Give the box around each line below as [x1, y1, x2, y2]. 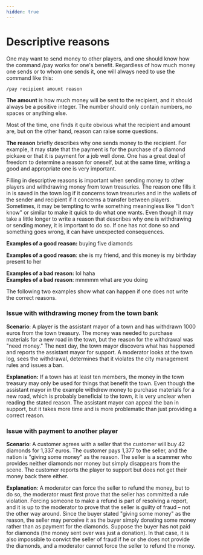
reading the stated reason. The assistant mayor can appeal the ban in [6, 398, 179, 406]
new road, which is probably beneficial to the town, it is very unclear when [6, 392, 192, 400]
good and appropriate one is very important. [6, 164, 117, 172]
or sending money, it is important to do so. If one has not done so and [6, 221, 179, 229]
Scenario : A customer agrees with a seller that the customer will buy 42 [6, 441, 185, 448]
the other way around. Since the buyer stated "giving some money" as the [6, 510, 191, 518]
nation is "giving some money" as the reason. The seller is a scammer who [6, 453, 192, 461]
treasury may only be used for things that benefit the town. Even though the [6, 379, 195, 387]
